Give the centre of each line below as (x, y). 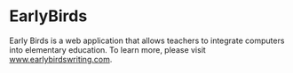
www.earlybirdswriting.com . (61, 59)
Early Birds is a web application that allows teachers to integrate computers (147, 40)
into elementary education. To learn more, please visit (107, 49)
